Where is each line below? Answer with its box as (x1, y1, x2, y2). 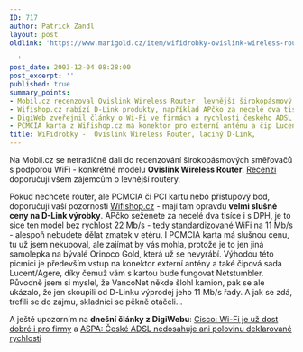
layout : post (9, 30, 59, 39)
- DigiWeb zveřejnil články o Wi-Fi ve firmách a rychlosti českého (9, 113, 272, 122)
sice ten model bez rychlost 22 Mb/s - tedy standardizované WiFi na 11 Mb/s (9, 220, 293, 230)
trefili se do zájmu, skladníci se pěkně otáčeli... (9, 296, 183, 307)
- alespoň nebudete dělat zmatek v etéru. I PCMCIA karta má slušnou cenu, (9, 230, 290, 239)
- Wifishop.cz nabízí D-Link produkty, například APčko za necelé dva (9, 104, 280, 113)
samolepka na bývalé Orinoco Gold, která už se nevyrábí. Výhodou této (9, 248, 274, 259)
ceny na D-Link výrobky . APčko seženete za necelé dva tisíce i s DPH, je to (9, 211, 291, 221)
